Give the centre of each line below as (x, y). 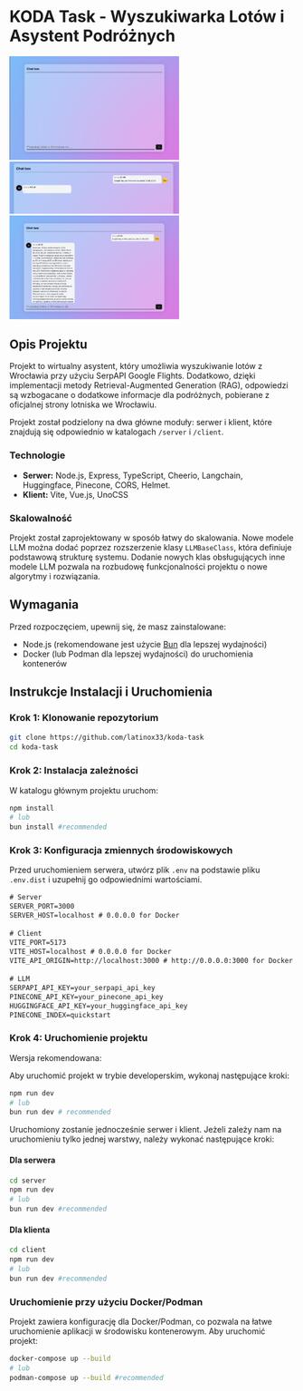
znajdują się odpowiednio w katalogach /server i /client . (117, 432)
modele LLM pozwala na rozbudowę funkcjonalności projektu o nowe (139, 566)
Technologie (38, 455)
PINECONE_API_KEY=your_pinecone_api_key (87, 997)
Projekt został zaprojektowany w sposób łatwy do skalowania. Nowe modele (151, 538)
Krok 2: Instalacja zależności (74, 771)
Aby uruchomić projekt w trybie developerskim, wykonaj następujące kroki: (149, 1075)
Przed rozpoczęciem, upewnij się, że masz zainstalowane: (118, 627)
